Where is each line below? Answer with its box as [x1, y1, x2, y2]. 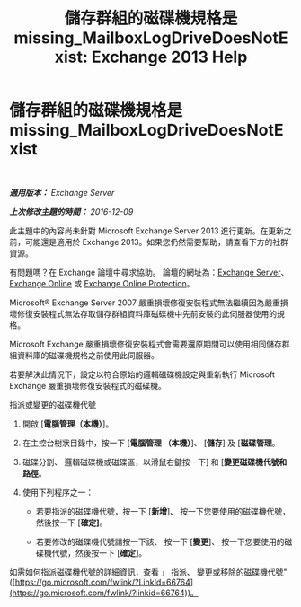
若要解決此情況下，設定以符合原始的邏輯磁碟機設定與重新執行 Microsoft [9, 369, 276, 380]
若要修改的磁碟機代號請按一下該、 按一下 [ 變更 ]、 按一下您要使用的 [35, 536, 285, 547]
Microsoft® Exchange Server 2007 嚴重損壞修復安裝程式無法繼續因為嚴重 [9, 297, 281, 308]
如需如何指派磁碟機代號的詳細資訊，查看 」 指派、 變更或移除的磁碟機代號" [9, 567, 288, 577]
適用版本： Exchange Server [9, 187, 115, 198]
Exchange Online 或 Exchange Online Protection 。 [9, 277, 195, 288]
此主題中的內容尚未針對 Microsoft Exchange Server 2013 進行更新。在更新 [9, 225, 285, 236]
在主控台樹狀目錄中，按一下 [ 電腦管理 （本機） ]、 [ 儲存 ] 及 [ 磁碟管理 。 [22, 437, 280, 448]
